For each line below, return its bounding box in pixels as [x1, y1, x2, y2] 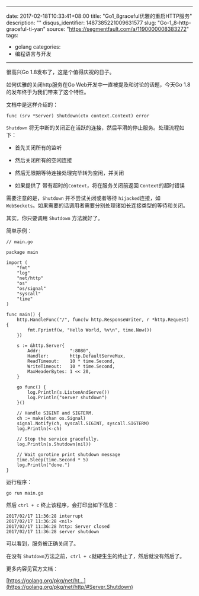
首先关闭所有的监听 [14, 144, 62, 151]
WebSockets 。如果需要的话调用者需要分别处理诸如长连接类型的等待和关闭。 [6, 202, 188, 209]
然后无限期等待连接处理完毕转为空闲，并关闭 [14, 170, 124, 176]
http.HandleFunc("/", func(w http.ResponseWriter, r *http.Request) [17, 317, 190, 323]
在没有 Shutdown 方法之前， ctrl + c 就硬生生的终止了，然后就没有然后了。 [6, 553, 185, 559]
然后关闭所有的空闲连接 [14, 157, 72, 164]
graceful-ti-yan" [6, 26, 46, 33]
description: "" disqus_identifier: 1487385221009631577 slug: [6, 19, 156, 26]
